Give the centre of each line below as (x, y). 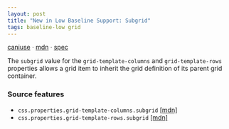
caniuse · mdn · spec (38, 47)
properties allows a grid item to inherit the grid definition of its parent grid (115, 69)
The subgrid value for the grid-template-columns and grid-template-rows (115, 61)
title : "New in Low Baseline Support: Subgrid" (79, 21)
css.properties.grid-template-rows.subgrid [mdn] (93, 117)
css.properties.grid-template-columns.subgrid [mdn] (97, 110)
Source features (36, 94)
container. (22, 76)
